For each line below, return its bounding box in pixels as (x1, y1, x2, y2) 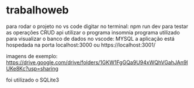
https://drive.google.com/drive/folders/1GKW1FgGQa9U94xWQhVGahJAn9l (6, 59, 188, 66)
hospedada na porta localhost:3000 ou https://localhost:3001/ (6, 41, 156, 48)
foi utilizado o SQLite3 (6, 76, 60, 83)
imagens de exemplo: (6, 52, 58, 59)
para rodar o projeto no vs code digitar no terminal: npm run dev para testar (6, 23, 189, 30)
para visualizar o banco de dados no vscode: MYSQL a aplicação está (6, 35, 175, 42)
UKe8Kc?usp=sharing (6, 65, 58, 72)
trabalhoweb (6, 3, 69, 17)
